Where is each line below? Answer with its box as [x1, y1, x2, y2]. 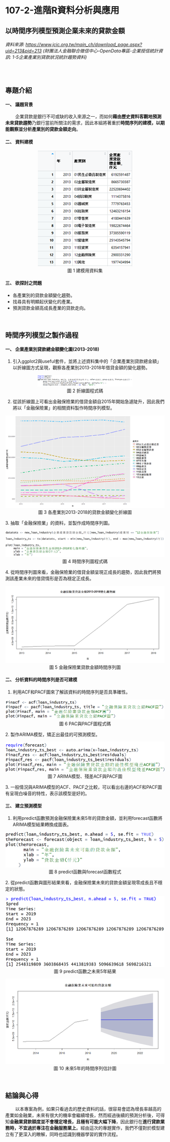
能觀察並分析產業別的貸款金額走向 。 [5, 126, 81, 132]
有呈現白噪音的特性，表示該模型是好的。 [5, 790, 90, 797]
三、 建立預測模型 [5, 803, 42, 809]
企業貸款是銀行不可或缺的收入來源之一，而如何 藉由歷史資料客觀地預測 [15, 114, 162, 120]
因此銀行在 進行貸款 [120, 1118, 160, 1124]
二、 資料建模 [5, 139, 33, 145]
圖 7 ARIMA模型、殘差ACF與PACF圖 [48, 773, 122, 779]
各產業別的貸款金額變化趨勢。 [12, 292, 75, 298]
